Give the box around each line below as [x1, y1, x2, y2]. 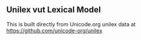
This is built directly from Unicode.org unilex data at [6, 20, 136, 27]
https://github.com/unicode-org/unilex [6, 27, 103, 34]
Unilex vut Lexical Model [6, 5, 101, 15]
